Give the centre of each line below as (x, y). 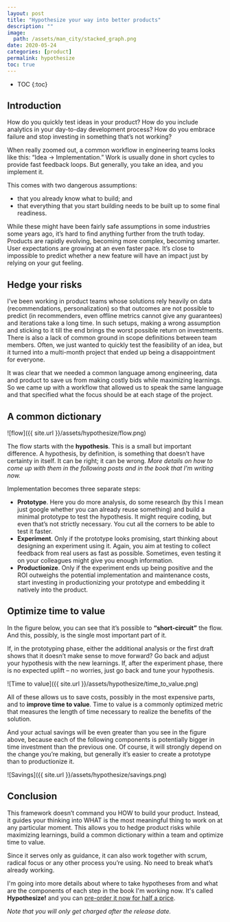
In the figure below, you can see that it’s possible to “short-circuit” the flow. (115, 628)
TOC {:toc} (32, 84)
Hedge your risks (45, 285)
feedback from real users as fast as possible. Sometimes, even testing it (119, 553)
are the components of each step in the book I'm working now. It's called (110, 890)
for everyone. (26, 360)
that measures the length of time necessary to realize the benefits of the (109, 711)
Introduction (34, 106)
